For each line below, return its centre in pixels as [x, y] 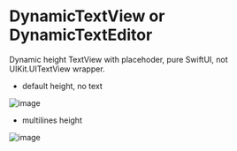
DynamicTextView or [87, 16]
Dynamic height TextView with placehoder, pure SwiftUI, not [119, 59]
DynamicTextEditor [81, 35]
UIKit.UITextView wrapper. [57, 69]
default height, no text [62, 86]
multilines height [52, 120]
